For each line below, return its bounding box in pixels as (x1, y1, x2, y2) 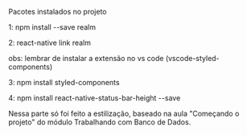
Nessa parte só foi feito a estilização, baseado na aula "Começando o (8, 108, 240, 118)
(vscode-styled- (165, 54, 220, 63)
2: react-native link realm (8, 38, 91, 47)
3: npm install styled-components (8, 78, 120, 87)
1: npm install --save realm (8, 22, 97, 31)
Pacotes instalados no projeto (8, 7, 107, 16)
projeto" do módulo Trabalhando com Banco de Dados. (8, 117, 191, 127)
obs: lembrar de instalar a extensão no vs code (8, 54, 164, 63)
